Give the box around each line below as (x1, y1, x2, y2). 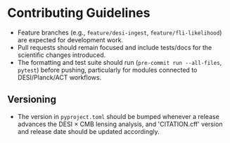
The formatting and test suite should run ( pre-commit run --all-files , (17, 58, 222, 66)
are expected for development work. (17, 35, 124, 44)
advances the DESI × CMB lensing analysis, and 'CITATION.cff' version (17, 120, 223, 128)
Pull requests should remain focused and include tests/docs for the (17, 43, 212, 51)
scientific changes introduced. (17, 51, 106, 59)
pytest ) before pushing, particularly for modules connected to (17, 66, 198, 74)
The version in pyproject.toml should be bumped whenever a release (17, 112, 219, 120)
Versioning (7, 94, 56, 106)
